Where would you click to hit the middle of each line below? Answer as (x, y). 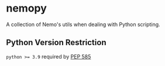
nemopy (26, 8)
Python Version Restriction (56, 43)
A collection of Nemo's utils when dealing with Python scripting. (83, 24)
